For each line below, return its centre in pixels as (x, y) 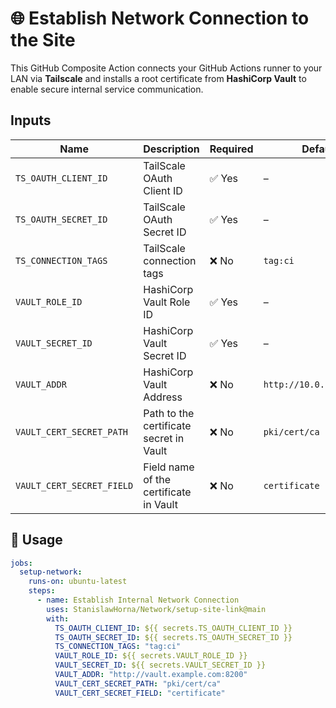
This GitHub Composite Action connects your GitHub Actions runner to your (166, 68)
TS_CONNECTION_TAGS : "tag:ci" (118, 647)
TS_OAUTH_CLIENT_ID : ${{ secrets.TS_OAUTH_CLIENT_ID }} (173, 628)
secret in (164, 438)
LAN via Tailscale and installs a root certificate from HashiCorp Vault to (158, 78)
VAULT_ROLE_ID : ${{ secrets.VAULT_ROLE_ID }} (151, 656)
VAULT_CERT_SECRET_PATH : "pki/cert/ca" (138, 683)
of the (157, 479)
